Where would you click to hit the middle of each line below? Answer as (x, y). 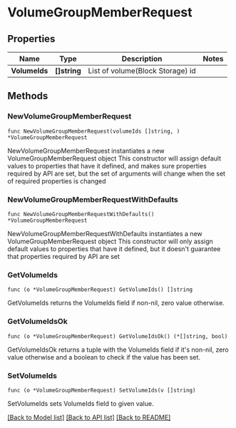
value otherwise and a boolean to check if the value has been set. (104, 357)
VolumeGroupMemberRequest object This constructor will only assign (111, 241)
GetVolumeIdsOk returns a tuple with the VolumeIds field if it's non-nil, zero (118, 350)
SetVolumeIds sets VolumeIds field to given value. (81, 403)
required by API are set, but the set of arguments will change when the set (117, 173)
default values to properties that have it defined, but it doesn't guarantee (114, 249)
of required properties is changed (57, 181)
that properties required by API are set (63, 256)
